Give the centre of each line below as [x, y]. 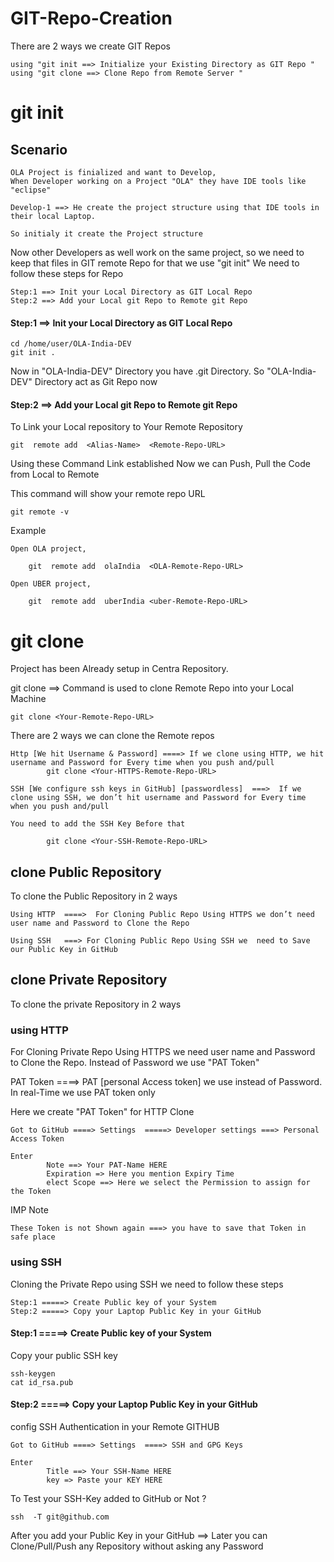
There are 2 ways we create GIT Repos [90, 46]
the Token [31, 1192]
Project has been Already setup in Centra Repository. [119, 669]
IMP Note [29, 1210]
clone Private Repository [89, 980]
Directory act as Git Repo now [96, 382]
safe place [33, 1237]
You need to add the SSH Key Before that [98, 824]
